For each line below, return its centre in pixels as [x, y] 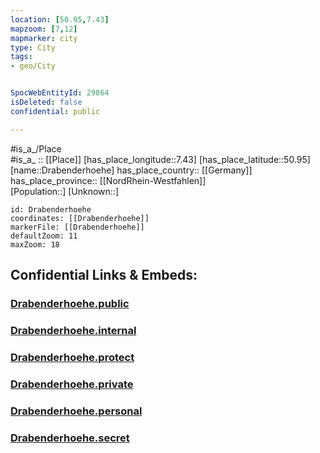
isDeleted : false [46, 102]
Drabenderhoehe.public [70, 303]
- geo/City [33, 66]
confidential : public [55, 111]
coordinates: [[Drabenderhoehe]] [80, 218]
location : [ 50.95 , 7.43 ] [60, 19]
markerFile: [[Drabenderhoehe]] [77, 227]
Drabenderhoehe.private [72, 384]
